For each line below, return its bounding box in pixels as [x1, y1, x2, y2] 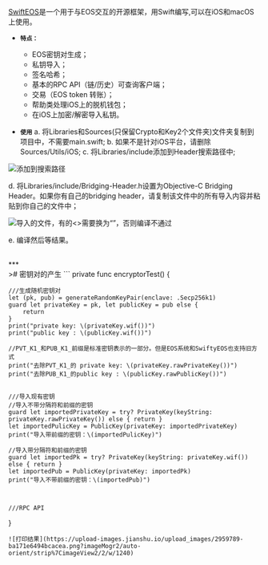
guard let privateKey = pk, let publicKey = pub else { [8, 301, 198, 309]
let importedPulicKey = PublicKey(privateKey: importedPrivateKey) [8, 422, 238, 430]
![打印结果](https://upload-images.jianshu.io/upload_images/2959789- [8, 535, 244, 543]
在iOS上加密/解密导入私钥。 [31, 110, 124, 119]
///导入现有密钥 [8, 392, 55, 400]
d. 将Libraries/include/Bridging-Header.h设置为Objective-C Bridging [8, 181, 234, 190]
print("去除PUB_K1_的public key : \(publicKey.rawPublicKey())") [8, 370, 227, 378]
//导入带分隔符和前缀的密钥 [8, 446, 88, 454]
